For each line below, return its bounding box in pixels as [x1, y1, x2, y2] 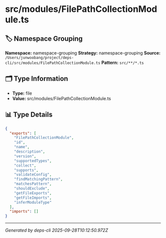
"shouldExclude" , [14, 186, 50, 191]
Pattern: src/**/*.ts [101, 59, 144, 65]
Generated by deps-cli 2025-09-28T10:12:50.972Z [5, 227, 108, 234]
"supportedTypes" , [14, 158, 52, 163]
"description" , [14, 149, 45, 154]
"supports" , [14, 168, 39, 173]
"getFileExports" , [14, 190, 52, 195]
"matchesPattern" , [14, 181, 52, 186]
